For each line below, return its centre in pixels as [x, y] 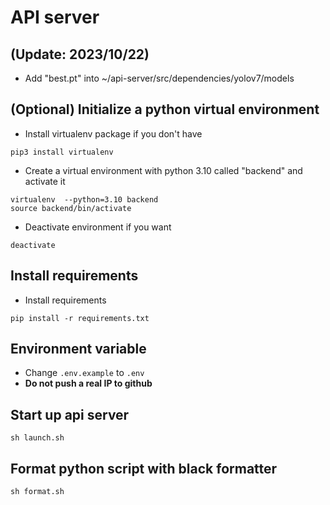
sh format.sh [37, 492]
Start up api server [70, 414]
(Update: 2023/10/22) [80, 54]
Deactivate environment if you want [98, 227]
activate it [45, 181]
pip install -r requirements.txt [80, 318]
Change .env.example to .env [84, 373]
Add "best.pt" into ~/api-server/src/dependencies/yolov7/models [159, 78]
